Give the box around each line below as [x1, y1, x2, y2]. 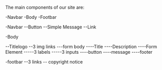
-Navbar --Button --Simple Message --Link [5, 24, 97, 30]
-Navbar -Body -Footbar [5, 14, 57, 20]
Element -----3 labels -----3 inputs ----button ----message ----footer [5, 49, 153, 55]
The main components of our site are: [5, 5, 85, 10]
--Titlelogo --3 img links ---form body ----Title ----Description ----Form [5, 44, 157, 50]
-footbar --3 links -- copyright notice [5, 59, 83, 65]
